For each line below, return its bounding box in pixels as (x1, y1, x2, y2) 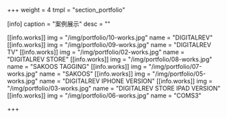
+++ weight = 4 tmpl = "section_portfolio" (7, 6, 126, 14)
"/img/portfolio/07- (148, 63, 202, 70)
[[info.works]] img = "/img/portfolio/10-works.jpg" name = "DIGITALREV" (7, 33, 213, 42)
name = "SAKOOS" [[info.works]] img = (39, 70, 151, 78)
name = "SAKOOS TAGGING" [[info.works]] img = (7, 63, 147, 70)
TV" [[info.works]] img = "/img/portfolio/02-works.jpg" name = (7, 48, 185, 56)
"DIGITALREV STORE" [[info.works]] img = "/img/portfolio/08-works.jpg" (7, 55, 213, 63)
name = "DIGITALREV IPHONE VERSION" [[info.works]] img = (39, 77, 213, 85)
